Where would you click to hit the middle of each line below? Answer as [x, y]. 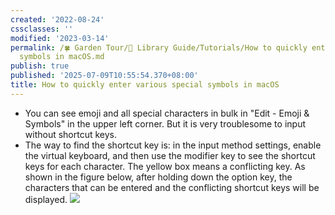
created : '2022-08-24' [57, 19]
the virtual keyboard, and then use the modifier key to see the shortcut [170, 155]
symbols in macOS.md [62, 57]
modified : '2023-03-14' [60, 38]
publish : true [40, 66]
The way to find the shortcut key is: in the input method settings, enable [173, 145]
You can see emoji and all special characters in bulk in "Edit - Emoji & [167, 113]
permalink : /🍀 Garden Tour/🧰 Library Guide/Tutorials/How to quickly [159, 47]
